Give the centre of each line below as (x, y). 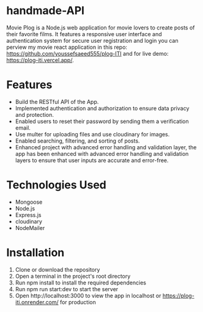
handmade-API (45, 11)
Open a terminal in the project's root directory (73, 276)
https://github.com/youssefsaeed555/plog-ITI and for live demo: (87, 53)
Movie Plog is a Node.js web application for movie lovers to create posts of (101, 28)
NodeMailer (30, 228)
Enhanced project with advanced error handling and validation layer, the (106, 147)
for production (78, 302)
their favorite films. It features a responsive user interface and (84, 34)
